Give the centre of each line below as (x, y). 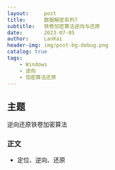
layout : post (32, 13)
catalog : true (27, 52)
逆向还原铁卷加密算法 (37, 125)
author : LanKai (35, 39)
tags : (15, 58)
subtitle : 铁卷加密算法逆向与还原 (54, 26)
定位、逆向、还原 (41, 160)
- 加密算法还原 (38, 77)
